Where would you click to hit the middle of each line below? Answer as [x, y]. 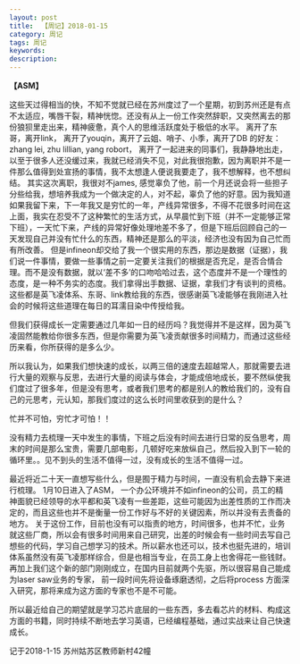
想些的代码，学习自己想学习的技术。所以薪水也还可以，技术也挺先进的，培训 [150, 546]
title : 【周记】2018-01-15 [59, 26]
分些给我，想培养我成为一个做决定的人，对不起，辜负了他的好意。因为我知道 [150, 194]
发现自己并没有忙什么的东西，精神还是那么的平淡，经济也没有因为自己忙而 [154, 239]
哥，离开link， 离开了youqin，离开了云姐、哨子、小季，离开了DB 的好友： [145, 138]
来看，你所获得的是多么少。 [67, 347]
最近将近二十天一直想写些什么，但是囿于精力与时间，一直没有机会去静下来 [146, 479]
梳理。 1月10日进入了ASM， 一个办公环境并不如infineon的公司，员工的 [146, 490]
